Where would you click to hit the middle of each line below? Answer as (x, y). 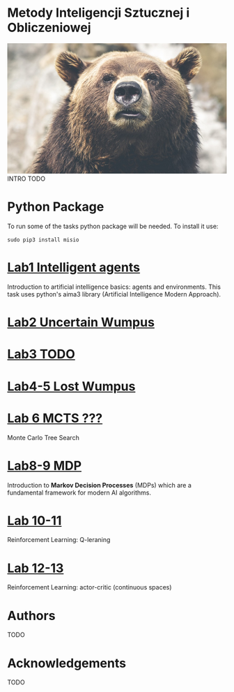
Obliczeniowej (49, 28)
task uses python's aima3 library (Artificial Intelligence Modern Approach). (114, 294)
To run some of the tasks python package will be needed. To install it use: (113, 226)
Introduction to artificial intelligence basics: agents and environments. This (114, 287)
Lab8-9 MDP (45, 466)
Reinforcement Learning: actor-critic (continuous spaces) (89, 587)
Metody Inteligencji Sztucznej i (99, 13)
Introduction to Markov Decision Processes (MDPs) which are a (99, 485)
